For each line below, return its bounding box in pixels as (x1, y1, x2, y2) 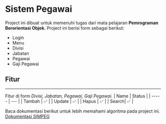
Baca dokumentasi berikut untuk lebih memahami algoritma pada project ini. (5, 108, 160, 114)
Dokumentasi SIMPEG (5, 113, 50, 119)
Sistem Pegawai (5, 3, 73, 15)
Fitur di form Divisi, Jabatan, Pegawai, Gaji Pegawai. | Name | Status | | (5, 93, 151, 99)
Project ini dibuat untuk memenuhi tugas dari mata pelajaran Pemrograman (5, 20, 159, 26)
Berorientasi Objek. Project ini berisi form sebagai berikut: (5, 25, 124, 31)
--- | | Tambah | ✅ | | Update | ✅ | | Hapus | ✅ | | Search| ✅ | (10, 98, 133, 104)
